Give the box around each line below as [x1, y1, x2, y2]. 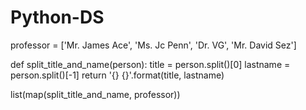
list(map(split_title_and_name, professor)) [10, 88, 181, 100]
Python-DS [10, 6, 105, 29]
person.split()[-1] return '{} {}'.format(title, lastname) [10, 69, 225, 81]
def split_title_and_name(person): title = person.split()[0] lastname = [10, 58, 291, 70]
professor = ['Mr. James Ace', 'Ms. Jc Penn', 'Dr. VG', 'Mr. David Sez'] [10, 39, 297, 51]
